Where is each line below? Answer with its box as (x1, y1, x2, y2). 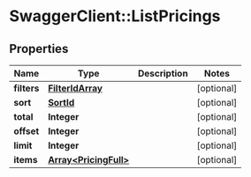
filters (13, 82, 40, 94)
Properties (9, 41, 69, 56)
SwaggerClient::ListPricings (9, 6, 221, 26)
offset (13, 125, 40, 137)
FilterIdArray (48, 82, 103, 94)
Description (137, 68, 188, 79)
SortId (48, 97, 75, 108)
